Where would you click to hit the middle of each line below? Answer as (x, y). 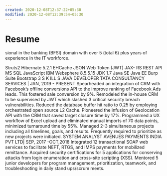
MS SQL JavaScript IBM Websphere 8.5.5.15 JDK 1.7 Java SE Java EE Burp (82, 73)
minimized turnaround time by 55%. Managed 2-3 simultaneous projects (80, 126)
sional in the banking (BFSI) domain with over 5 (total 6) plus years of (76, 53)
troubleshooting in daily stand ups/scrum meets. (55, 169)
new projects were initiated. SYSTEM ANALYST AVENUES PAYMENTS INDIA (83, 137)
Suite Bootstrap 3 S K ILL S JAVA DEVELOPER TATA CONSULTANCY (75, 78)
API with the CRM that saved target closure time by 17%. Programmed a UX (83, 116)
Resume (22, 39)
